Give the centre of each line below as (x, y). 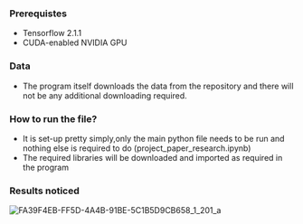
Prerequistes (38, 14)
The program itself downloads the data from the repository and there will (158, 86)
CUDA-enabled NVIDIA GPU (75, 42)
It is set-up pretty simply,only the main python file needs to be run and (153, 138)
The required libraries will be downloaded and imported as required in (152, 157)
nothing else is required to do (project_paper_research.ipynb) (137, 148)
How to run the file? (53, 118)
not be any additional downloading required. (104, 95)
